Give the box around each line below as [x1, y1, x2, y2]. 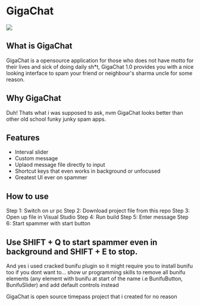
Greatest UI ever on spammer [14, 174, 87, 181]
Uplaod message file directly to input [14, 161, 105, 169]
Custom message [14, 155, 58, 162]
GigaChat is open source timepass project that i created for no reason [6, 293, 177, 300]
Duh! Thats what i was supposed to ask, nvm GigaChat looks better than [6, 109, 183, 116]
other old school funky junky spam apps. [6, 115, 106, 123]
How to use [6, 191, 49, 201]
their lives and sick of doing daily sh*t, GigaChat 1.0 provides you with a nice [6, 63, 194, 70]
